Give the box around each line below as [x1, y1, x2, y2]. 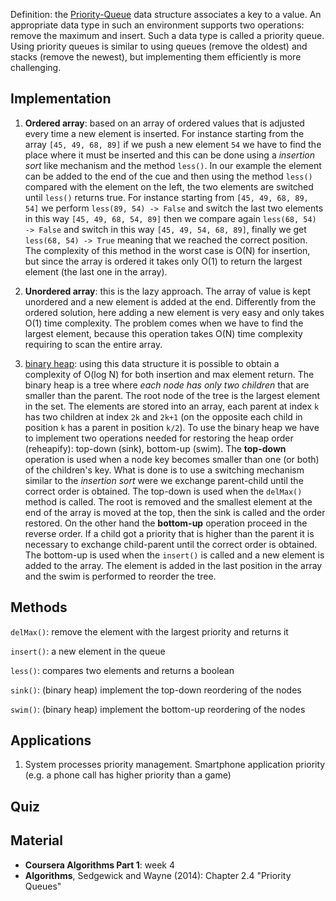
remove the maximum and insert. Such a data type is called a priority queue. [10, 30, 325, 41]
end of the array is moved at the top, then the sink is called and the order [24, 506, 326, 518]
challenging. [10, 62, 62, 73]
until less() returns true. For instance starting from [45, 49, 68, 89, [24, 191, 309, 203]
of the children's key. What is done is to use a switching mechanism [24, 464, 305, 476]
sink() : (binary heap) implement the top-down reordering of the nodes [10, 684, 302, 696]
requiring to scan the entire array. [24, 338, 163, 350]
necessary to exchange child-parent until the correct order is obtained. [24, 538, 318, 550]
